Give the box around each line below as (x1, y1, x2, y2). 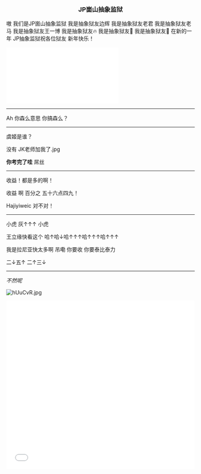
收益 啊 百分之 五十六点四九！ (6, 190, 79, 197)
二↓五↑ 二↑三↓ (6, 259, 47, 266)
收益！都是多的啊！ (6, 177, 54, 184)
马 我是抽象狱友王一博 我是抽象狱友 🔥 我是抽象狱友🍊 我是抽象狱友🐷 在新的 (6, 28, 187, 35)
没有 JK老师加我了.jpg (6, 145, 60, 153)
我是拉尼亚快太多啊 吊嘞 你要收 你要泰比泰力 (6, 246, 115, 253)
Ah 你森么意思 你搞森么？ (6, 115, 69, 122)
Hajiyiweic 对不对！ (6, 202, 54, 209)
